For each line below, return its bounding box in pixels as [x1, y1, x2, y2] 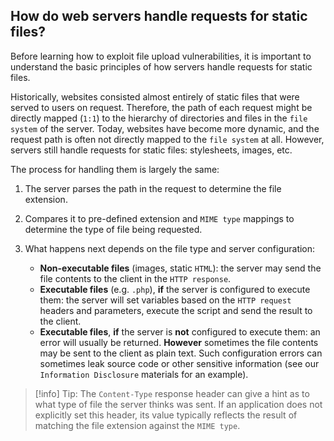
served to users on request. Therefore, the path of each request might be [10, 101, 313, 113]
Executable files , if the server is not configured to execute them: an [39, 325, 321, 338]
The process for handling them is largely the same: [10, 163, 220, 175]
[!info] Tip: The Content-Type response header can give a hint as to [34, 387, 310, 399]
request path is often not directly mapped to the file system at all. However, [10, 133, 325, 145]
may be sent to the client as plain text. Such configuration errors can [39, 347, 323, 359]
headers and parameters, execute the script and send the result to [39, 304, 313, 316]
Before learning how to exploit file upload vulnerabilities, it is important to [10, 50, 312, 62]
